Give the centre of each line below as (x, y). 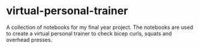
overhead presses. (29, 40)
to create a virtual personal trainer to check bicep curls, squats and (89, 33)
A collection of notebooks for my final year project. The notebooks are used (100, 27)
